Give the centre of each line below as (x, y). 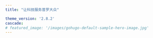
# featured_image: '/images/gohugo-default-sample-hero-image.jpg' (77, 28)
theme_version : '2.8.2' (30, 19)
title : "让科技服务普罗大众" (32, 10)
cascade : (14, 23)
